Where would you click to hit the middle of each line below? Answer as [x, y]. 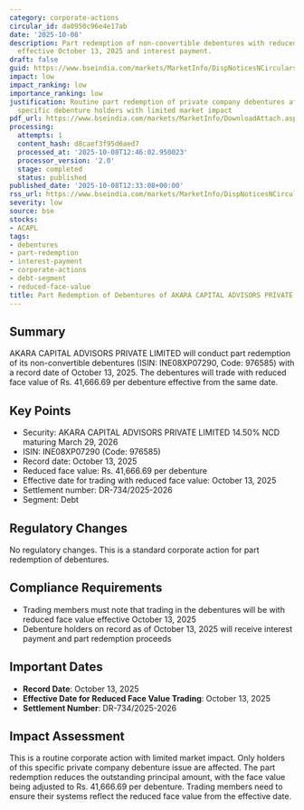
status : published [52, 177]
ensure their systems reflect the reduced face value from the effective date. [151, 796]
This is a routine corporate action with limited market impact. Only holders [147, 758]
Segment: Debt [51, 500]
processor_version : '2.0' [66, 160]
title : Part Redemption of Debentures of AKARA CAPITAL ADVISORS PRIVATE [152, 295]
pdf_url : [26, 118]
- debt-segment [38, 278]
